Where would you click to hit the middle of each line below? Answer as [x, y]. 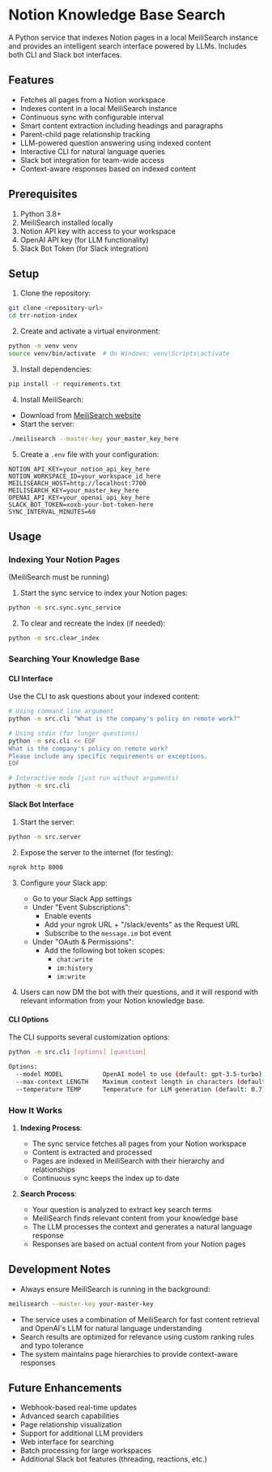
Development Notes [59, 1270]
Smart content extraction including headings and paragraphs [121, 125]
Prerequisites [43, 194]
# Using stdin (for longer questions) [74, 733]
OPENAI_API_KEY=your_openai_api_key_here [79, 497]
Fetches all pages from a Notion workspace [93, 100]
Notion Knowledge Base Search [117, 15]
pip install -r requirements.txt [65, 384]
